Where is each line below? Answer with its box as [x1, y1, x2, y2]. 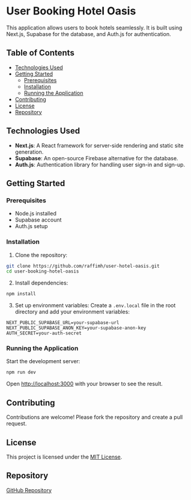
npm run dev [6, 369, 36, 376]
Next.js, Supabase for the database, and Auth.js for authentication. [6, 30, 171, 37]
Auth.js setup [14, 223, 48, 230]
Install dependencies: [14, 279, 68, 286]
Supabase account [14, 216, 62, 223]
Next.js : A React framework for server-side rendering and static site [14, 142, 184, 149]
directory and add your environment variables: [14, 308, 130, 316]
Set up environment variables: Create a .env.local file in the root [14, 302, 176, 309]
